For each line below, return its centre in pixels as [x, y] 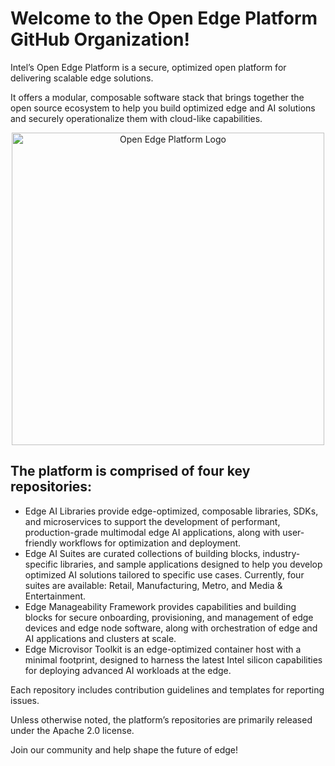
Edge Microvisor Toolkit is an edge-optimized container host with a [163, 649]
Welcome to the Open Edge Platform [164, 18]
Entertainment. [55, 596]
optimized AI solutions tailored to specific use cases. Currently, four [164, 574]
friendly [41, 543]
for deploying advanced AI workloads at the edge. [128, 670]
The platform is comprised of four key [130, 471]
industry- [281, 553]
